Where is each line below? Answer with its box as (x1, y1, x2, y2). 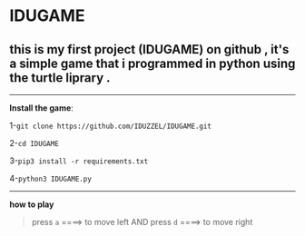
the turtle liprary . (9, 70, 111, 85)
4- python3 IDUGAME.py (9, 173, 93, 183)
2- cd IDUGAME (9, 138, 59, 148)
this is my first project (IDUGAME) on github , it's (9, 42, 290, 57)
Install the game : (9, 103, 74, 113)
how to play (9, 199, 54, 210)
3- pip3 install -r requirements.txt (9, 155, 149, 166)
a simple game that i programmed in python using (9, 55, 296, 71)
